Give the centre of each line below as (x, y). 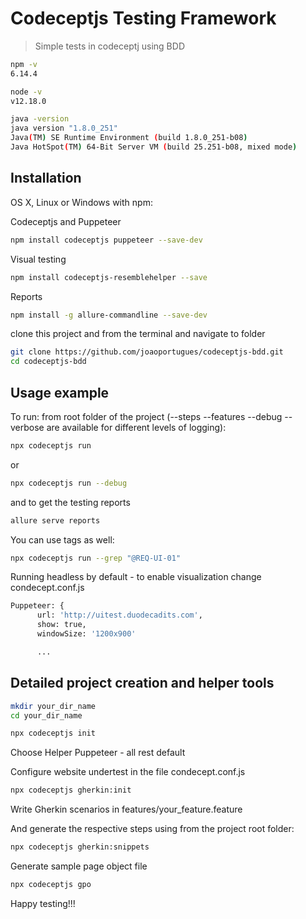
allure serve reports (55, 520)
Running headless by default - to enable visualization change (136, 577)
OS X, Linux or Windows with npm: (81, 202)
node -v (26, 92)
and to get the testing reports (70, 502)
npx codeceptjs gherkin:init (71, 790)
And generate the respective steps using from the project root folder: (152, 829)
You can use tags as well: (62, 539)
